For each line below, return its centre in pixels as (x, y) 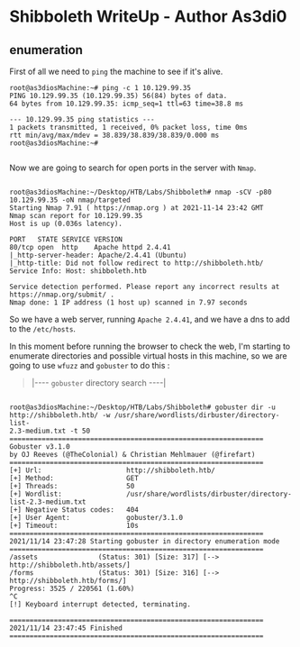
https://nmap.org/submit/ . (62, 295)
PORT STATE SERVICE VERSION (66, 240)
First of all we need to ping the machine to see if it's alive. (116, 71)
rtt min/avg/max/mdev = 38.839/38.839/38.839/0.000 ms (114, 135)
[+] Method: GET (74, 478)
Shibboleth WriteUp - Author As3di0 (148, 17)
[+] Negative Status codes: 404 (74, 510)
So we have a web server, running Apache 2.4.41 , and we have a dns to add (150, 319)
